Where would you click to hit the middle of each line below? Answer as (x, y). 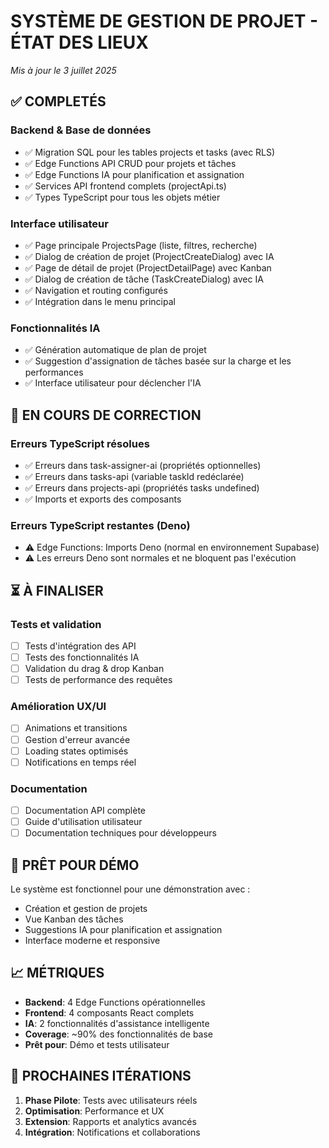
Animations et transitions (76, 728)
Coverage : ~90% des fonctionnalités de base (119, 1034)
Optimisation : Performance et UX (94, 1111)
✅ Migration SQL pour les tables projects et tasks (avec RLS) (150, 152)
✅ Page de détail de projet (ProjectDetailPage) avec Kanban (148, 267)
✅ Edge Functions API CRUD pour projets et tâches (130, 163)
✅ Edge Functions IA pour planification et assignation (134, 174)
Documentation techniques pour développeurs (120, 833)
